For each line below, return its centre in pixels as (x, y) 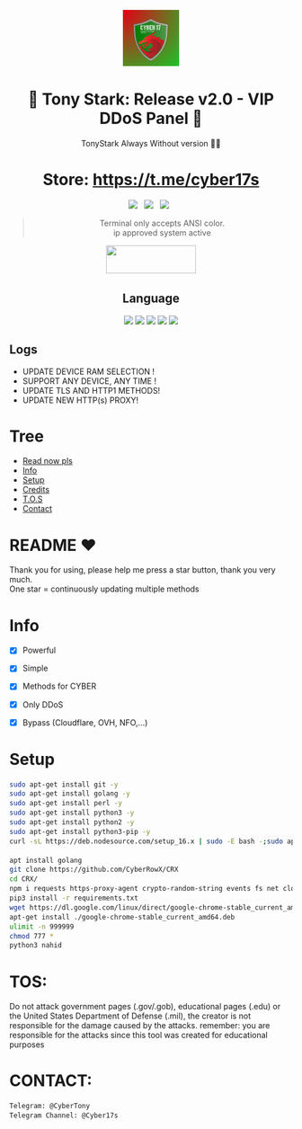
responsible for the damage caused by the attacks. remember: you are (140, 1026)
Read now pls (48, 461)
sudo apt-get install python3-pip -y (80, 831)
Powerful (39, 650)
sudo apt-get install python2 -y (72, 822)
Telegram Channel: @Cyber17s (64, 1116)
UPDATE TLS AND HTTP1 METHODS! (91, 390)
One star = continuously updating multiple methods (104, 589)
